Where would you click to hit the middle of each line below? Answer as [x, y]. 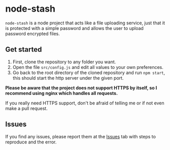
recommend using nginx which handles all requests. [62, 93]
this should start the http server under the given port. [68, 78]
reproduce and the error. [31, 142]
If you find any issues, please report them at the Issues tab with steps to [81, 136]
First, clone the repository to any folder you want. [64, 62]
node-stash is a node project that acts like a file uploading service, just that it [85, 23]
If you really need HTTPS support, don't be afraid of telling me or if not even [85, 103]
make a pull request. [27, 108]
